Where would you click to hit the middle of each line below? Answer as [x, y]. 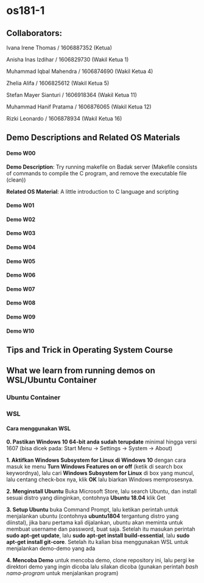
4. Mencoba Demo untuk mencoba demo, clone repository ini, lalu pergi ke [100, 560]
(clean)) [16, 180]
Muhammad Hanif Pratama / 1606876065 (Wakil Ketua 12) [79, 107]
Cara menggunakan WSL [39, 428]
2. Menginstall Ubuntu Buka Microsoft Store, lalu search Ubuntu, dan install [101, 492]
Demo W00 [21, 153]
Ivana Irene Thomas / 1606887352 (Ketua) [59, 48]
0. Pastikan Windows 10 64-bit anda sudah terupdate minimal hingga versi [101, 442]
